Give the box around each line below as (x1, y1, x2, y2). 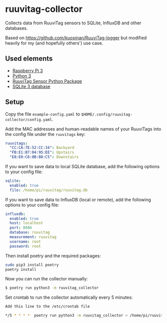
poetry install (5, 267, 37, 272)
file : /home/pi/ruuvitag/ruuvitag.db (9, 188, 88, 193)
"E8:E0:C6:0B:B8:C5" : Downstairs (9, 155, 79, 160)
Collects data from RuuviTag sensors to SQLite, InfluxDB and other (5, 20, 142, 26)
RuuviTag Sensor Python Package (12, 78, 82, 84)
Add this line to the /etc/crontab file (5, 304, 90, 309)
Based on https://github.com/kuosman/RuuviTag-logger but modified (5, 35, 147, 41)
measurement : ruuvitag (9, 235, 57, 240)
